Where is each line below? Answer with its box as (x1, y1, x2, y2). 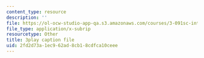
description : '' (6, 14, 47, 21)
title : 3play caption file (6, 37, 75, 43)
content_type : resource (6, 8, 67, 15)
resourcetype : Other (6, 31, 59, 37)
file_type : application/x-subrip (6, 25, 91, 32)
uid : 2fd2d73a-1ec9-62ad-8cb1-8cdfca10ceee (6, 43, 118, 49)
